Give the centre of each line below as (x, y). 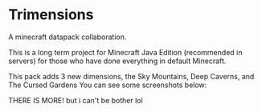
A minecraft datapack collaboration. (68, 37)
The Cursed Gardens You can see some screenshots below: (108, 85)
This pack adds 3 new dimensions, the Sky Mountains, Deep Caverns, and (131, 76)
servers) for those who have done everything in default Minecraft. (117, 61)
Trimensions (51, 15)
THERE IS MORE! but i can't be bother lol (76, 100)
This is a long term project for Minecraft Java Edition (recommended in (125, 52)
